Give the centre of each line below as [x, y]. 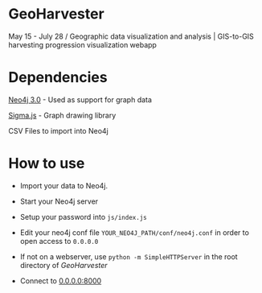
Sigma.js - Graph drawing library [62, 115]
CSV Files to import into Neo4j [58, 130]
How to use [47, 164]
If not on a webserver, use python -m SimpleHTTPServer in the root [129, 256]
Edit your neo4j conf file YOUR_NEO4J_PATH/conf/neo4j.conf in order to [134, 232]
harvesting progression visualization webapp [82, 44]
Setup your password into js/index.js [83, 217]
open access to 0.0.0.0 [59, 241]
